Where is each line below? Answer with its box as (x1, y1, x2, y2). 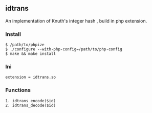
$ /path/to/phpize (5, 42, 45, 48)
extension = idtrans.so (5, 74, 56, 80)
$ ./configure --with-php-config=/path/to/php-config (5, 47, 123, 52)
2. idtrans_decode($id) (5, 103, 56, 108)
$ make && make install (5, 51, 56, 56)
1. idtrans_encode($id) (5, 98, 56, 103)
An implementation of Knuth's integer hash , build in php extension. (5, 17, 147, 24)
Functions (5, 87, 31, 94)
